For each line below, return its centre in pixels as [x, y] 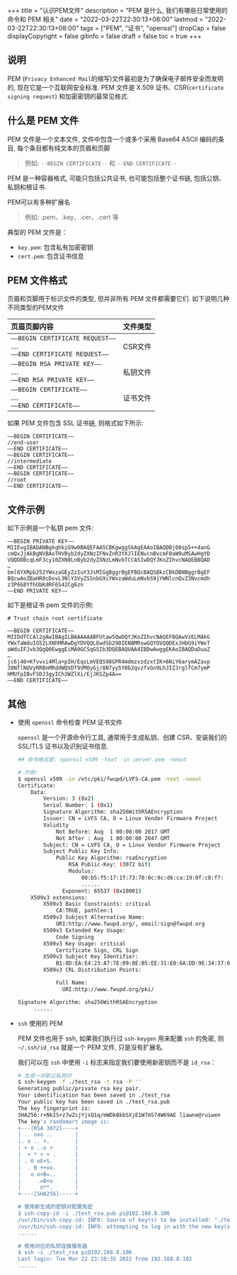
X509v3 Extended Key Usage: [85, 930]
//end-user [23, 443]
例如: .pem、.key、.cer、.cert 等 [71, 217]
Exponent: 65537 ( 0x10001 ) [102, 891]
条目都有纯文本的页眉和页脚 [70, 148]
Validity [56, 825]
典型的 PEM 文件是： [37, 232]
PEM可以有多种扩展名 [39, 202]
